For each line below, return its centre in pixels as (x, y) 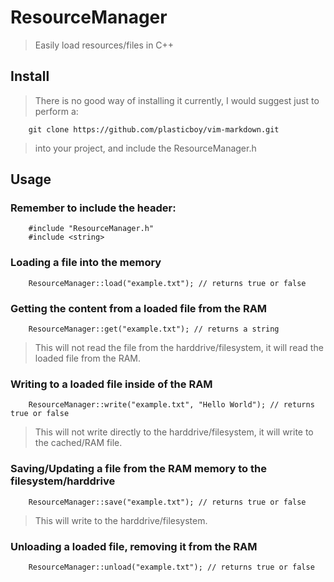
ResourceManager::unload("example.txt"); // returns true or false (171, 567)
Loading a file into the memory (86, 263)
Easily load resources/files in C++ (104, 45)
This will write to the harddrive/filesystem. (121, 520)
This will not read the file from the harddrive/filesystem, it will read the (179, 348)
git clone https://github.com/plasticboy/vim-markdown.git (154, 129)
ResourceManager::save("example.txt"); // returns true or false (167, 502)
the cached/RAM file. (78, 443)
